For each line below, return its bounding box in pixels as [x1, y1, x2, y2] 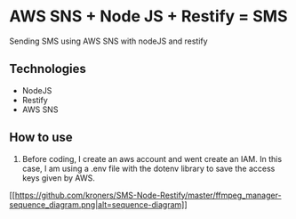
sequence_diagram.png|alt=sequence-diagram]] [9, 199, 188, 210]
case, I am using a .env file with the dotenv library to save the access [21, 163, 276, 174]
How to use [9, 130, 73, 145]
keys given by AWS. [21, 172, 95, 183]
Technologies [9, 61, 87, 77]
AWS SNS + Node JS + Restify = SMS [9, 6, 288, 27]
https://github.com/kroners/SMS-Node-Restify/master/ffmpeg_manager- [14, 190, 282, 200]
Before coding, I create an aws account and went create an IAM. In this [21, 153, 283, 164]
